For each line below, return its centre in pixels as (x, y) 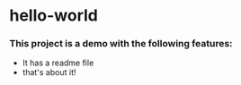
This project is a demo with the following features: (121, 44)
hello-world (54, 16)
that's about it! (49, 72)
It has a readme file (58, 63)
